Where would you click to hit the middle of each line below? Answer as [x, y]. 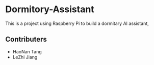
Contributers [26, 39]
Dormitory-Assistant [50, 9]
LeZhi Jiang [25, 57]
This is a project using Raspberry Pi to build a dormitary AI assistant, [77, 23]
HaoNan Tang [27, 51]
